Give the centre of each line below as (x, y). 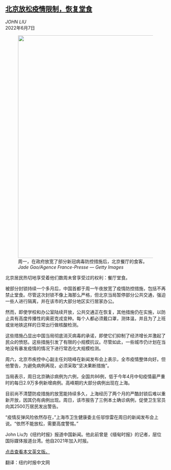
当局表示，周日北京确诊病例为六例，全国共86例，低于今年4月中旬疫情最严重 (85, 376)
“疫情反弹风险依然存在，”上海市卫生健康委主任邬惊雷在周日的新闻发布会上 (82, 417)
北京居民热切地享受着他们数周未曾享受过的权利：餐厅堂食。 (68, 277)
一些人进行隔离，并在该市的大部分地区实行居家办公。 (61, 301)
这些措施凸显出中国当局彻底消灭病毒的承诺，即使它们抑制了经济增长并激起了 (85, 335)
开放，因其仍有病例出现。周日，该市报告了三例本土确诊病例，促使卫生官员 (88, 400)
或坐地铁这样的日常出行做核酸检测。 (43, 325)
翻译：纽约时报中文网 (27, 462)
